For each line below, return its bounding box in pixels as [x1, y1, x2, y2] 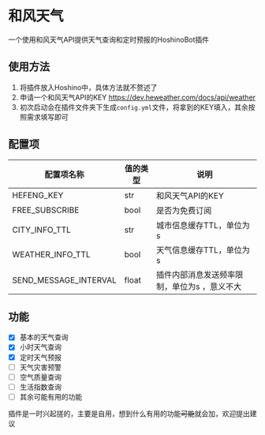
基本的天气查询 [19, 332, 69, 342]
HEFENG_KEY [12, 189, 64, 201]
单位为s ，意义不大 [172, 281, 242, 292]
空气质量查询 [19, 372, 62, 381]
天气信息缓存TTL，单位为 [156, 244, 250, 255]
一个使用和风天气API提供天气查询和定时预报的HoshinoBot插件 [8, 35, 210, 44]
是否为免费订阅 [156, 204, 212, 216]
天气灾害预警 [19, 362, 62, 372]
